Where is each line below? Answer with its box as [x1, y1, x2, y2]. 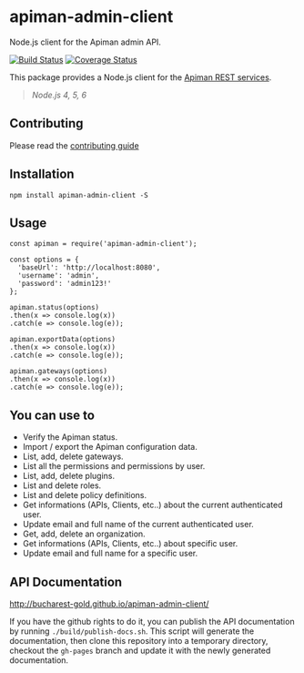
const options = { [9, 255, 79, 265]
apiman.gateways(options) [9, 367, 107, 376]
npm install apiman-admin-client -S [9, 190, 148, 199]
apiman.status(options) [9, 303, 100, 312]
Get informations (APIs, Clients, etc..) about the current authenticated [22, 499, 284, 511]
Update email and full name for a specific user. [22, 548, 198, 559]
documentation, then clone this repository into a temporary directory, [9, 636, 269, 646]
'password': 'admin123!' [17, 280, 112, 289]
